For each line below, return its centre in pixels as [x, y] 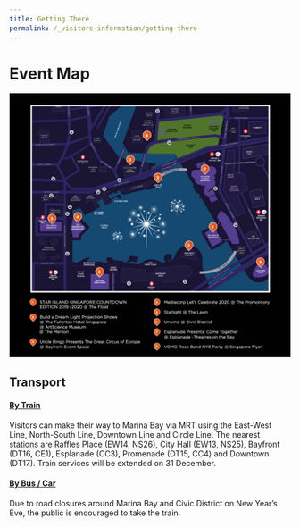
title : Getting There [50, 19]
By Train [25, 405]
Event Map [50, 74]
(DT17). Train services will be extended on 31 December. [113, 463]
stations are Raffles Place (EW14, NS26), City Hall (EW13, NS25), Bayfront [145, 444]
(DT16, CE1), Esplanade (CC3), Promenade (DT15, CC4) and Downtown [139, 453]
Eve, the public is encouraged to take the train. [95, 513]
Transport [37, 383]
